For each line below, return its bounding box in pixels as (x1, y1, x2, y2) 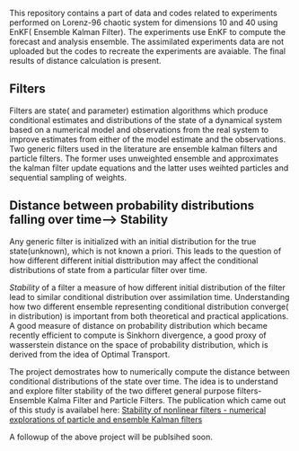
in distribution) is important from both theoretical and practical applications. (9, 310, 289, 322)
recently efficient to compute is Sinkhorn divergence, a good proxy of (9, 330, 267, 340)
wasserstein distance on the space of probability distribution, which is (9, 339, 268, 349)
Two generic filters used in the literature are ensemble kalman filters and (9, 143, 278, 154)
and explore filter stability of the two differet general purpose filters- (9, 385, 262, 396)
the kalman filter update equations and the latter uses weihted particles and (9, 162, 289, 173)
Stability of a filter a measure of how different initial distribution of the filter (9, 282, 286, 293)
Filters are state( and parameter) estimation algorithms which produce (9, 105, 268, 116)
